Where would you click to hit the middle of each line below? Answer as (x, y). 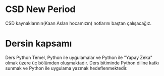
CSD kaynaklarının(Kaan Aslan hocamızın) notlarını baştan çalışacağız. (78, 23)
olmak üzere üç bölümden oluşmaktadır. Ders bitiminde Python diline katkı (82, 63)
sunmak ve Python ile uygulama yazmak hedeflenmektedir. (66, 68)
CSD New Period (40, 9)
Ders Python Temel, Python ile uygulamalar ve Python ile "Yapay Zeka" (79, 57)
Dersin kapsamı (39, 44)
